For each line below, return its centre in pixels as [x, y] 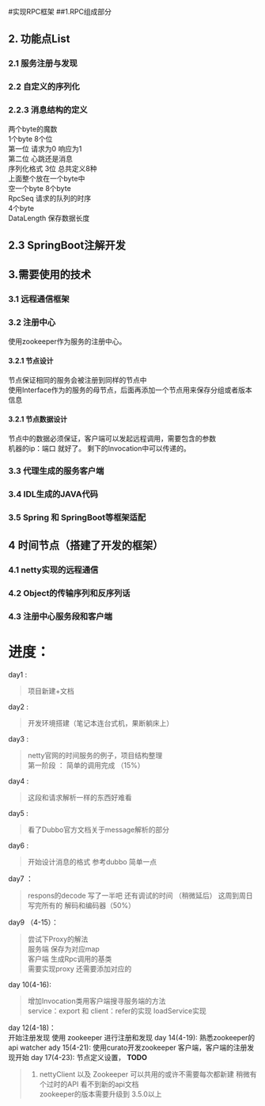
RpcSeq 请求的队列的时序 [50, 198]
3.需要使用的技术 [50, 275]
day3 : [19, 738]
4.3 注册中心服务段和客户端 [60, 616]
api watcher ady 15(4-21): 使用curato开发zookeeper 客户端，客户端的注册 [128, 1047]
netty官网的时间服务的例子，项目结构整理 [95, 755]
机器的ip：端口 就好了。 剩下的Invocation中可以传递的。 [100, 448]
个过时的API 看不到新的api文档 [89, 1084]
